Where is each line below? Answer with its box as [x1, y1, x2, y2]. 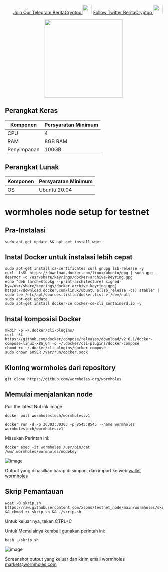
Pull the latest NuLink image [5, 403, 62, 409]
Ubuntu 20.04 [39, 186, 72, 193]
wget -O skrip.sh [5, 500, 41, 506]
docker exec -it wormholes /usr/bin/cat [5, 445, 91, 450]
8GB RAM [44, 138, 68, 145]
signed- [105, 279, 122, 284]
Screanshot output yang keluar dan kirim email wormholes [5, 556, 125, 562]
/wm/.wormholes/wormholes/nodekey [5, 449, 77, 454]
